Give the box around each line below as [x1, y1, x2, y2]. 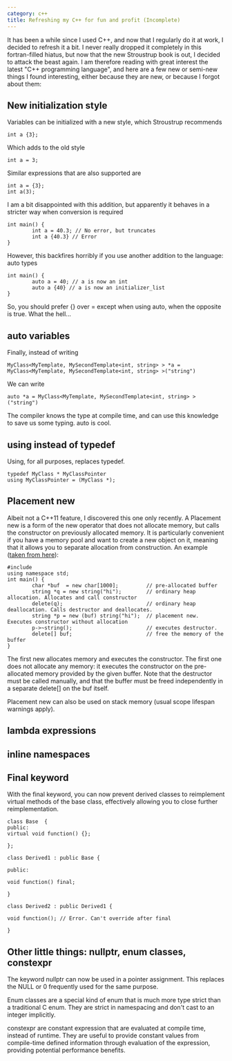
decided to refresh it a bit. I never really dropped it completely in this [7, 43, 202, 51]
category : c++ [7, 10, 48, 17]
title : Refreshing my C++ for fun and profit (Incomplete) [7, 17, 181, 24]
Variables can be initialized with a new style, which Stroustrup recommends [7, 118, 222, 127]
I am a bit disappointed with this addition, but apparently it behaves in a [7, 201, 210, 209]
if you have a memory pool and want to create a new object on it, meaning [7, 535, 219, 544]
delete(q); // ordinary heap [32, 600, 196, 607]
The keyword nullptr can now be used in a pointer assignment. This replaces [7, 975, 224, 984]
